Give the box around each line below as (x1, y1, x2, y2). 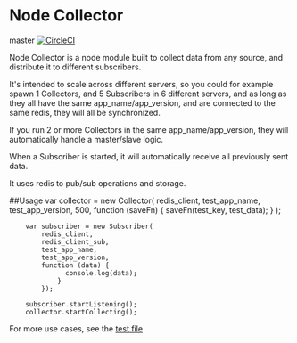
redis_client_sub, (41, 237, 110, 246)
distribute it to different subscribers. (9, 61, 142, 72)
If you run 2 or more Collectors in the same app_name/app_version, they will (9, 124, 289, 135)
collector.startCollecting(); (25, 307, 138, 316)
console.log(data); (65, 268, 138, 277)
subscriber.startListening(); (25, 299, 138, 308)
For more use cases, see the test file (9, 323, 144, 334)
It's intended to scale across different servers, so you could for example (9, 78, 274, 89)
